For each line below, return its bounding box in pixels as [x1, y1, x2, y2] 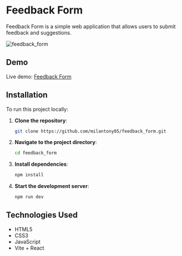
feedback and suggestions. [6, 29, 72, 36]
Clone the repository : [14, 117, 68, 124]
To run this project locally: [6, 105, 69, 112]
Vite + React [14, 244, 45, 251]
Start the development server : [14, 183, 89, 190]
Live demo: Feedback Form [6, 73, 72, 80]
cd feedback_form [14, 150, 57, 156]
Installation [6, 90, 48, 100]
